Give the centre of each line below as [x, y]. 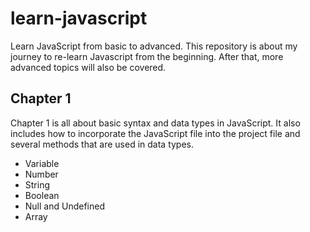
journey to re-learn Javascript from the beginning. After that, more [147, 56]
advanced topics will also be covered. [88, 67]
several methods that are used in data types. [102, 144]
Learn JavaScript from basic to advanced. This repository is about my [154, 46]
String [37, 184]
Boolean [42, 195]
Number [41, 174]
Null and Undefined [64, 206]
